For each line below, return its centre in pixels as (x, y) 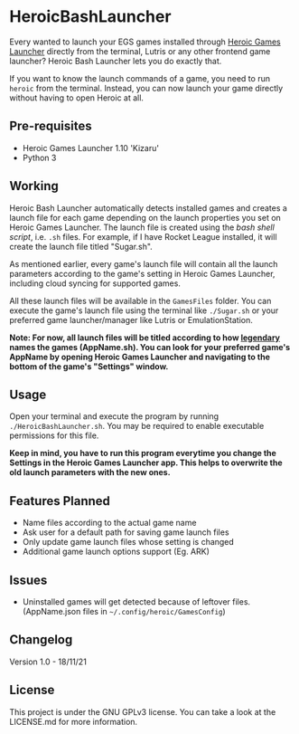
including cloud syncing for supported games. (95, 283)
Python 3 (39, 157)
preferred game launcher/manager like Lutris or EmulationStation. (131, 319)
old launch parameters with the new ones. (90, 472)
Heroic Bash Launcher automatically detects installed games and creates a (148, 208)
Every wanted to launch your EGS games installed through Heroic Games (145, 42)
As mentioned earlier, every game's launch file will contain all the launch (144, 263)
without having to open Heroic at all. (77, 98)
